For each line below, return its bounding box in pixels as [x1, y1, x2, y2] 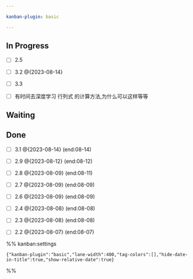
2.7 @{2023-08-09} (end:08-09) [14, 181, 95, 189]
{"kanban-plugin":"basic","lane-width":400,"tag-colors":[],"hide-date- [6, 252, 188, 258]
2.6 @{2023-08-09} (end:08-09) [14, 193, 95, 201]
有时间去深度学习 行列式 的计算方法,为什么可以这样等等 [14, 93, 148, 100]
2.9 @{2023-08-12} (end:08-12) [14, 157, 93, 165]
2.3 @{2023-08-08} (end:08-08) [14, 216, 95, 224]
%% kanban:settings [6, 240, 57, 248]
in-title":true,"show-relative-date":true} [6, 257, 115, 263]
